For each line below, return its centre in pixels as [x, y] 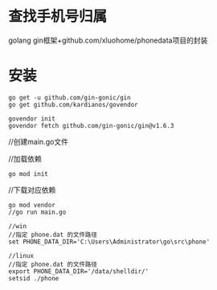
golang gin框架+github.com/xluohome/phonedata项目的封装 [108, 40]
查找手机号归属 [58, 16]
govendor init [32, 118]
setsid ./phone [34, 278]
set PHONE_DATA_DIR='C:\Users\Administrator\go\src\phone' [109, 242]
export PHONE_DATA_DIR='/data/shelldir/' [79, 271]
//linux [21, 255]
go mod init [28, 174]
